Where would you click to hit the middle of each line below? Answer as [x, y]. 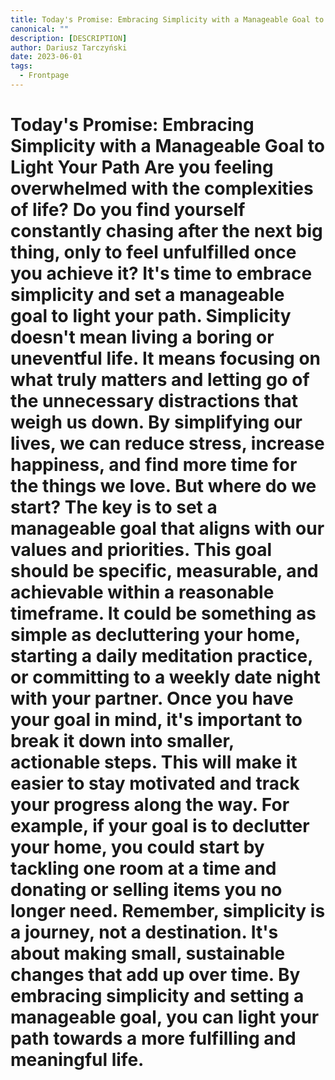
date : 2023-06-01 [46, 57]
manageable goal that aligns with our [167, 528]
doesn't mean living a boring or [142, 337]
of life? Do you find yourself [128, 210]
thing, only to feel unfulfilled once [153, 252]
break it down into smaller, [122, 741]
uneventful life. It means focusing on [166, 358]
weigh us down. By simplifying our [156, 422]
